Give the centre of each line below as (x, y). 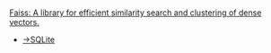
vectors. (25, 22)
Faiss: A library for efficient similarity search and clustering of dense (135, 13)
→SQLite (39, 40)
